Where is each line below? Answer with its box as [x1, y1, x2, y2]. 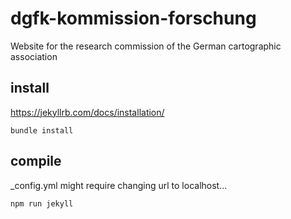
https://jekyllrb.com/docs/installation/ [10, 106, 165, 118]
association [10, 50, 58, 62]
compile [10, 153, 62, 170]
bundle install [10, 125, 74, 136]
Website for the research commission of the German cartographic [10, 40, 282, 52]
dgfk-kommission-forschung [10, 7, 257, 30]
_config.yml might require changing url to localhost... [10, 179, 228, 191]
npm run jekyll [10, 198, 74, 209]
